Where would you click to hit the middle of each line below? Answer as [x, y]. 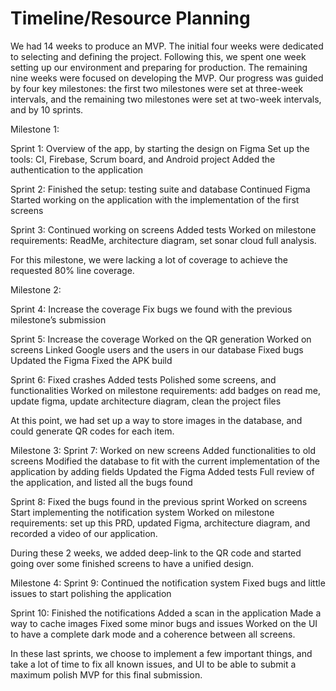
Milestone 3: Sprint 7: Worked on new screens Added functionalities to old [163, 450]
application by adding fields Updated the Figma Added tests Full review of [162, 471]
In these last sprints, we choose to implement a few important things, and [161, 653]
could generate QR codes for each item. [92, 431]
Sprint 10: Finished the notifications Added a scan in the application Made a [166, 613]
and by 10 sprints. [47, 109]
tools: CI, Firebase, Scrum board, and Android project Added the [143, 159]
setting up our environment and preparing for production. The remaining [159, 67]
